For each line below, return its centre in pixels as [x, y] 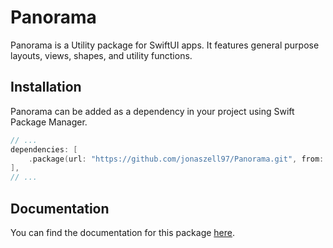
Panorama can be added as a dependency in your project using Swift [152, 111]
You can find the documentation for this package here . [123, 232]
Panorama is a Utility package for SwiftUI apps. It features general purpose [165, 45]
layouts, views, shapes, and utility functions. [101, 55]
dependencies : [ [44, 149]
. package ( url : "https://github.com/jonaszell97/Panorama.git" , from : [176, 159]
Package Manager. [49, 122]
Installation [46, 87]
